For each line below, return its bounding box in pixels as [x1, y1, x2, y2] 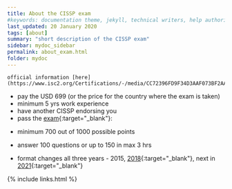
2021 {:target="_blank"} [17, 161, 84, 170]
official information [7, 74, 70, 81]
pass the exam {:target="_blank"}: [17, 114, 113, 122]
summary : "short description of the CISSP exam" [7, 36, 150, 43]
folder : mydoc [7, 55, 48, 62]
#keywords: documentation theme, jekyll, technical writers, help [7, 17, 202, 23]
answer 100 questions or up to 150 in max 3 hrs [17, 141, 152, 149]
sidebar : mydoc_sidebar [7, 42, 76, 49]
